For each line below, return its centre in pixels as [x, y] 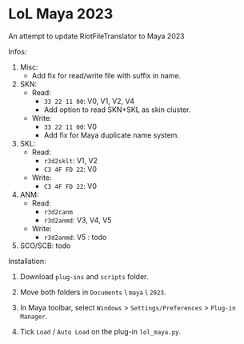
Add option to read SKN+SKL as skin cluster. [117, 110]
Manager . [34, 316]
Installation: [27, 261]
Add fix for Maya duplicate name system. [112, 135]
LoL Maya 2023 [61, 14]
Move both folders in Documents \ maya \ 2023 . [93, 292]
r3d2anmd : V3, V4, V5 [78, 220]
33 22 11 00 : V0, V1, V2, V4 [89, 101]
